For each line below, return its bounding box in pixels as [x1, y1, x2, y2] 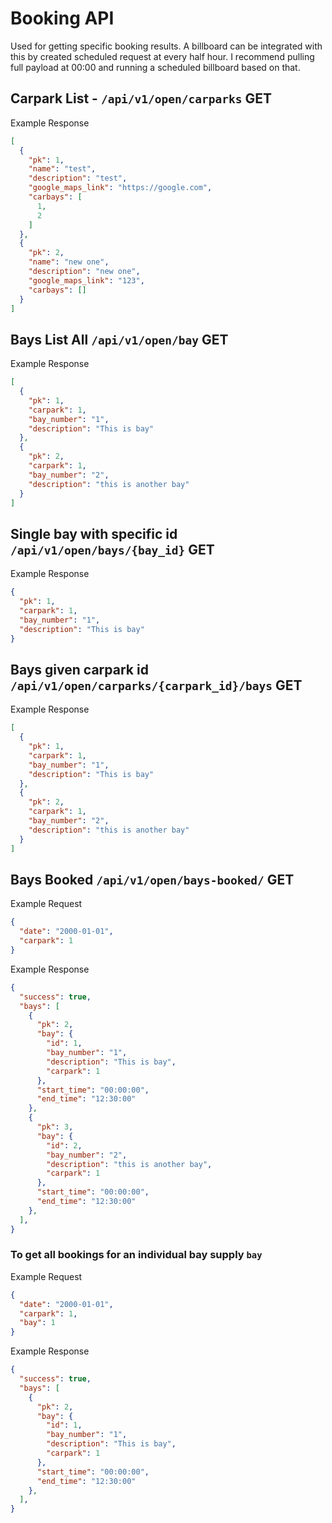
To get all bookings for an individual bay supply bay [10, 1248, 263, 1262]
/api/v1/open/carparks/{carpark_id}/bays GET [10, 677, 303, 694]
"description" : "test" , [28, 173, 128, 184]
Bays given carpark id [10, 661, 149, 678]
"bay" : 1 [19, 1318, 56, 1328]
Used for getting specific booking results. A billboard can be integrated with [10, 40, 323, 52]
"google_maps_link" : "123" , [28, 275, 145, 286]
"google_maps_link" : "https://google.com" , [28, 183, 213, 193]
